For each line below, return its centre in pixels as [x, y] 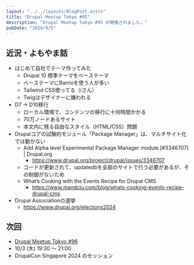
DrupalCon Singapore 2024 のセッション [64, 256]
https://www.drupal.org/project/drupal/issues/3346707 [98, 160]
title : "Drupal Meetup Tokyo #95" [48, 17]
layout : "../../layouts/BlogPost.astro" [56, 11]
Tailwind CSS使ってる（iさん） [60, 90]
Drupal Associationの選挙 [45, 201]
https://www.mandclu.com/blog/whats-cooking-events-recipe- [108, 187]
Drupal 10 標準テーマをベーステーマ [66, 75]
